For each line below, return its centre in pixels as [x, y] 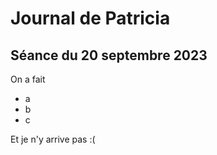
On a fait [28, 79]
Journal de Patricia [90, 18]
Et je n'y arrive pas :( [53, 139]
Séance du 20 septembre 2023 [109, 55]
